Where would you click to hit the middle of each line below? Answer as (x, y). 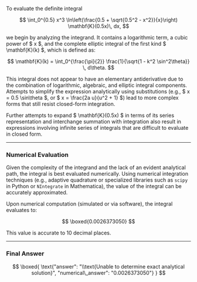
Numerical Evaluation (37, 155)
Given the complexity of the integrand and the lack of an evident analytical (96, 167)
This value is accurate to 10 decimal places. (59, 233)
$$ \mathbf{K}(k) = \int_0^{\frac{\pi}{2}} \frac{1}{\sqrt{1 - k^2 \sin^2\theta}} (98, 61)
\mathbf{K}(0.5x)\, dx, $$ (98, 26)
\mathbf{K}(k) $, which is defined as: (51, 50)
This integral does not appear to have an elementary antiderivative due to (95, 79)
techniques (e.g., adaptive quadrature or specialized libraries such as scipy (97, 180)
